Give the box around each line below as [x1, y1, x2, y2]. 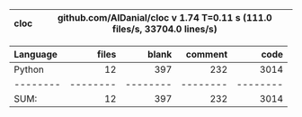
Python [13, 63, 45, 76]
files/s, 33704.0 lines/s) [111, 22, 218, 35]
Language [13, 49, 58, 60]
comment [185, 49, 227, 60]
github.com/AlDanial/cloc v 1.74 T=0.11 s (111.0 [57, 12, 272, 23]
